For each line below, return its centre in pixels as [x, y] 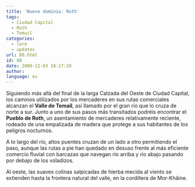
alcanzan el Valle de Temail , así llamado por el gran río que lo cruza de [91, 106]
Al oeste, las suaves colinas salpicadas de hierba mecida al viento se [89, 172]
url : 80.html [22, 55]
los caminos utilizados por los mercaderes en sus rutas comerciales [88, 99]
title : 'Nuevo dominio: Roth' [43, 11]
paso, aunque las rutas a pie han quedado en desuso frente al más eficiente [97, 148]
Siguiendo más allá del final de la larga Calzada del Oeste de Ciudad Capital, [98, 93]
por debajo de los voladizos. [40, 161]
